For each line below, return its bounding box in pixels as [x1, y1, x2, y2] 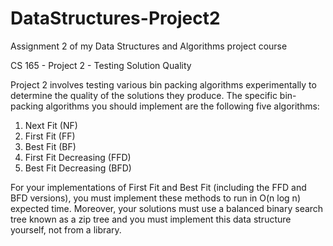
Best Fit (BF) [24, 140, 77, 152]
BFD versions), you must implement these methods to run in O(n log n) [10, 192, 301, 204]
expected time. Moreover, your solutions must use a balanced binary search [10, 202, 324, 214]
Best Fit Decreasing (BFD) [24, 162, 132, 174]
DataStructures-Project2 [10, 7, 221, 30]
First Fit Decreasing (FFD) [24, 151, 132, 163]
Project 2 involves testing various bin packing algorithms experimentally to [10, 78, 317, 91]
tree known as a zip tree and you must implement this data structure [10, 213, 292, 225]
